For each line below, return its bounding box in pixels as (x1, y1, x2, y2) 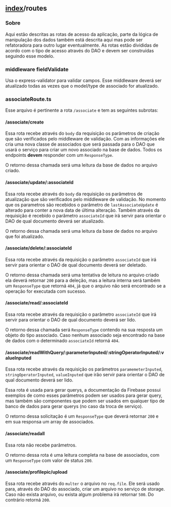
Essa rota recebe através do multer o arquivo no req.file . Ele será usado (5, 480, 160, 486)
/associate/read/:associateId (5, 300, 68, 306)
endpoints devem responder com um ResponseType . (5, 152, 114, 158)
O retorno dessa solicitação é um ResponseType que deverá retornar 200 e (5, 413, 159, 419)
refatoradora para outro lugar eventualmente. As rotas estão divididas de (5, 42, 159, 48)
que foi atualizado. (5, 233, 44, 239)
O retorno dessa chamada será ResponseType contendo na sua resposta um (5, 327, 163, 333)
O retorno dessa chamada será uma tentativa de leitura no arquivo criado (5, 272, 159, 278)
